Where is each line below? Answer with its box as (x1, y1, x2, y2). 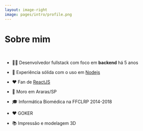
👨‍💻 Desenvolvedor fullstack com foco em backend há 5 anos (11, 59, 138, 65)
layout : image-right (4, 7, 48, 12)
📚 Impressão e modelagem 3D (11, 120, 76, 126)
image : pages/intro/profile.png (4, 12, 72, 17)
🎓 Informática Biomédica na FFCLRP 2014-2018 (11, 98, 112, 105)
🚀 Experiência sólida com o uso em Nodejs (11, 69, 100, 75)
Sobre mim (4, 33, 50, 45)
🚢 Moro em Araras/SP (11, 88, 57, 95)
